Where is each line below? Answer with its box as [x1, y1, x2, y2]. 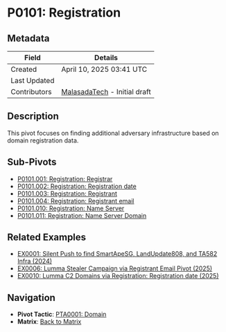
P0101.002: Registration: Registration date [17, 182, 137, 190]
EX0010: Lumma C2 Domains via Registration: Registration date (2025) [17, 272, 220, 280]
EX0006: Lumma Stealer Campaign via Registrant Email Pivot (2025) [17, 264, 213, 273]
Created [10, 64, 37, 74]
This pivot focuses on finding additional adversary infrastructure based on [7, 129, 220, 137]
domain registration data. [7, 136, 79, 145]
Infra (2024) [17, 257, 53, 266]
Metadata [7, 33, 50, 44]
